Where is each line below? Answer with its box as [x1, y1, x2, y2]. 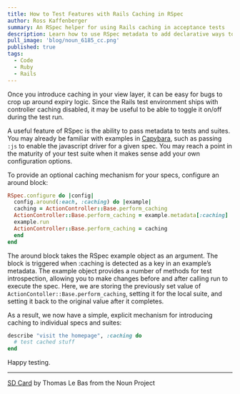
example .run [14, 218, 50, 226]
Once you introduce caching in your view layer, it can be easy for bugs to [7, 90, 223, 98]
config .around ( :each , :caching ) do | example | [14, 198, 152, 206]
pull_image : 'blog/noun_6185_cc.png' [7, 37, 120, 44]
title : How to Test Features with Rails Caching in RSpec [7, 10, 184, 18]
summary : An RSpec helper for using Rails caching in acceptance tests [7, 24, 225, 31]
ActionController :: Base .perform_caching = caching [14, 225, 168, 232]
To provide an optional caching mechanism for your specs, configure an [7, 171, 219, 179]
